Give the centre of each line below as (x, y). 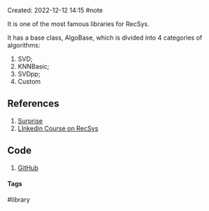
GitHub (28, 167)
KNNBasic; (33, 66)
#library (19, 199)
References (33, 104)
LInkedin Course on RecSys (58, 128)
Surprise (30, 120)
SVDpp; (29, 74)
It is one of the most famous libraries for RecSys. (79, 24)
